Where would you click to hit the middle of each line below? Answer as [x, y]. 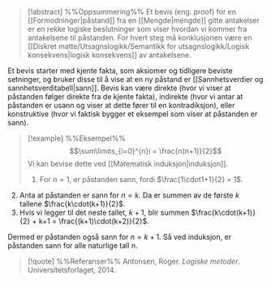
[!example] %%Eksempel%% [77, 138]
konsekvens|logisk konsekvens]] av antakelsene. [109, 55]
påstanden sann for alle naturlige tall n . [73, 246]
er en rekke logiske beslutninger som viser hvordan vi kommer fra [137, 29]
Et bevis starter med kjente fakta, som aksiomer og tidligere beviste [120, 71]
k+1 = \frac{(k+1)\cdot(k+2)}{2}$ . [94, 221]
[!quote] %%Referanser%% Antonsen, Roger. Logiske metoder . [134, 261]
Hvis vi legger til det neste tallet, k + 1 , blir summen [104, 212]
